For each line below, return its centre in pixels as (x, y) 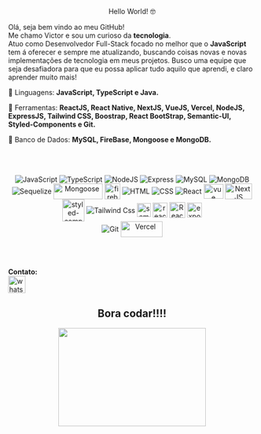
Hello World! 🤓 (132, 11)
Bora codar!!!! (132, 314)
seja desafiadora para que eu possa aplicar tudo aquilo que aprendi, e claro (130, 69)
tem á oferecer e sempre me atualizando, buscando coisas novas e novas (128, 52)
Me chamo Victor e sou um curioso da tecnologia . (90, 35)
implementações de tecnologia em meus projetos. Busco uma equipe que (127, 61)
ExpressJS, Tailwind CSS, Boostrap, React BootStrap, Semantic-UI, (120, 116)
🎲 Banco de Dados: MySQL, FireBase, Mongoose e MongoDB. (110, 140)
